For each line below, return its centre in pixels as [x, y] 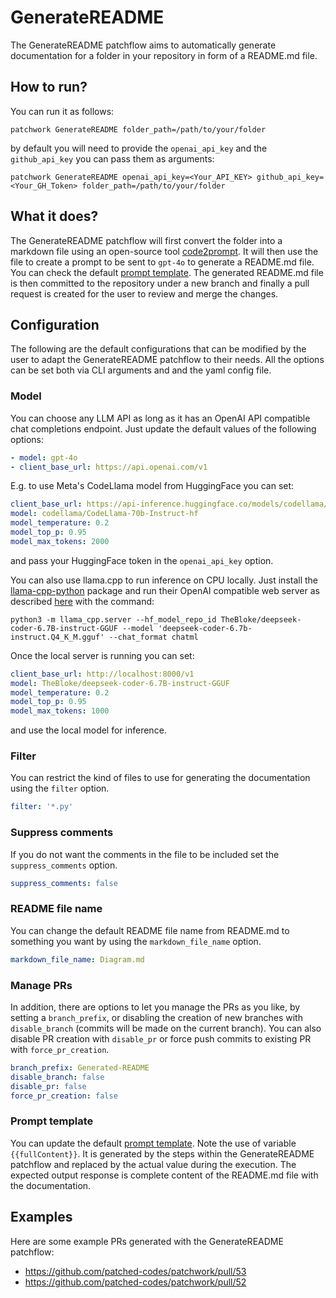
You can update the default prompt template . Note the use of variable [153, 1143]
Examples [41, 1217]
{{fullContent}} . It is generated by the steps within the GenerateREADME [162, 1153]
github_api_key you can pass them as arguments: [112, 158]
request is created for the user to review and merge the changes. [144, 293]
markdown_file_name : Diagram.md [77, 959]
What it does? [54, 216]
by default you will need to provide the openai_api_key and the [139, 148]
